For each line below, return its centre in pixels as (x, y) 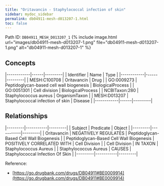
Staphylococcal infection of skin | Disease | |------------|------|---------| (79, 101)
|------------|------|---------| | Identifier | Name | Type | (62, 75)
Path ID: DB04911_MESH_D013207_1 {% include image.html (61, 37)
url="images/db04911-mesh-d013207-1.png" (50, 43)
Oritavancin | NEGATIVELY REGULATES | (86, 133)
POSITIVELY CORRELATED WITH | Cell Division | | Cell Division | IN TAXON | (82, 143)
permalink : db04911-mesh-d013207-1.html (47, 19)
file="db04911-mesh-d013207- (128, 43)
